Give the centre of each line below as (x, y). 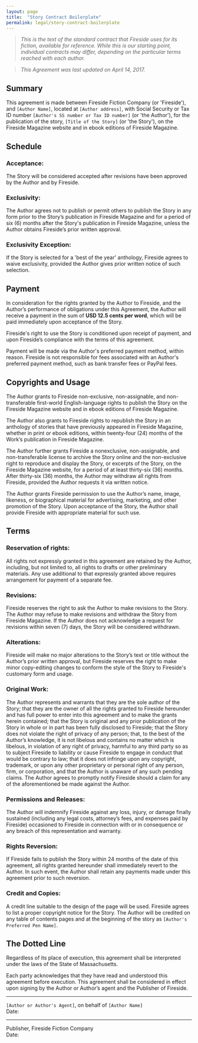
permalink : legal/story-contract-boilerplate (63, 22)
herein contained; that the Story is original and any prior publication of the (96, 721)
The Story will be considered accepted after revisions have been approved (97, 176)
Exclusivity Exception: (39, 245)
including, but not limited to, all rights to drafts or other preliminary (86, 567)
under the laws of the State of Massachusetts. (62, 964)
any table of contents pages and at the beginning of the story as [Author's (97, 919)
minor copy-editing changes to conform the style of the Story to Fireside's (96, 668)
